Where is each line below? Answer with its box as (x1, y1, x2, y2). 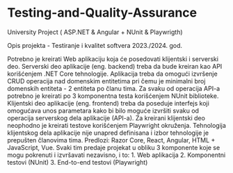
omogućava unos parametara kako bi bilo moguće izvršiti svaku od (7, 106, 200, 115)
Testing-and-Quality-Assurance (7, 5, 197, 21)
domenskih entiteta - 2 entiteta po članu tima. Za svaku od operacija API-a (7, 84, 220, 92)
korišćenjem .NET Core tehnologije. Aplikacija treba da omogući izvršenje (7, 69, 218, 78)
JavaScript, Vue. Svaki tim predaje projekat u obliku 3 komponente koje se (7, 143, 220, 151)
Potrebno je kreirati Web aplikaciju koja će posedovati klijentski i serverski (7, 54, 219, 63)
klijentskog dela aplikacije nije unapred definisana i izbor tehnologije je (7, 129, 209, 137)
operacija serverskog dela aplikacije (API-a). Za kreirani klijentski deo (7, 113, 205, 122)
